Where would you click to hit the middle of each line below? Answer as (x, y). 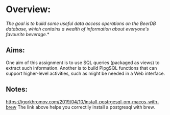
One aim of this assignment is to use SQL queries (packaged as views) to (83, 63)
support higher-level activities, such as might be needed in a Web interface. (86, 73)
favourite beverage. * (28, 34)
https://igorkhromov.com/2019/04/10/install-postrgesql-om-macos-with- (83, 102)
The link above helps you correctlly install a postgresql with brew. (86, 107)
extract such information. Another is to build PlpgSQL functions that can (81, 68)
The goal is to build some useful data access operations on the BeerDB (81, 23)
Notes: (17, 89)
